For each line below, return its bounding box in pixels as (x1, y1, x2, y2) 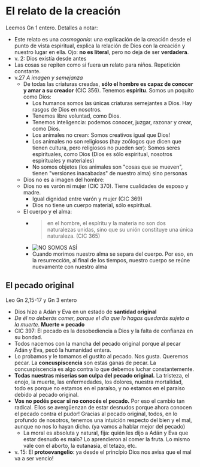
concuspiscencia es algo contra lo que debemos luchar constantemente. (14, 365, 194, 373)
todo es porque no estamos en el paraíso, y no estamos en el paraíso (14, 384, 185, 391)
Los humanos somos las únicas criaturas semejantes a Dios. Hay (32, 99, 192, 106)
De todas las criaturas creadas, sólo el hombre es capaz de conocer (23, 80, 193, 88)
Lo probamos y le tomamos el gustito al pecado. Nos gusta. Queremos (14, 352, 189, 360)
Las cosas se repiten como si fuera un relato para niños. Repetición (14, 61, 181, 68)
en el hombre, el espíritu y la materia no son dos (47, 219, 166, 226)
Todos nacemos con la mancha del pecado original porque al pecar (14, 340, 181, 347)
